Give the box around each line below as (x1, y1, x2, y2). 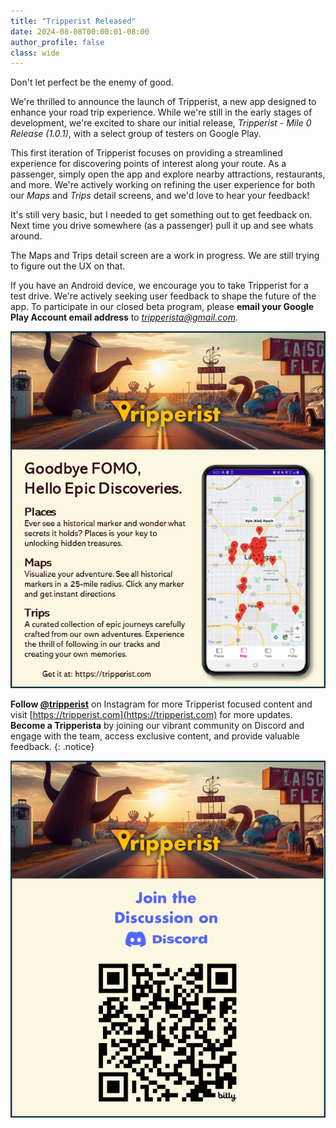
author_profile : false (10, 37, 105, 47)
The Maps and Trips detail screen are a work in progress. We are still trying (10, 250, 320, 262)
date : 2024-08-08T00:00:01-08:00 (10, 26, 150, 37)
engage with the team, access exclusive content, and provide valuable (10, 730, 300, 742)
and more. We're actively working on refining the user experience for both (10, 179, 316, 191)
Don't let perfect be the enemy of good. (10, 76, 174, 89)
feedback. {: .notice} (10, 741, 95, 753)
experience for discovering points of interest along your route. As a (10, 158, 287, 170)
